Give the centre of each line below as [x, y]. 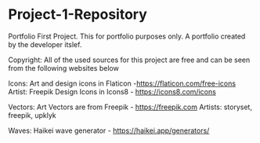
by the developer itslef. [45, 44]
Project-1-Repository [78, 15]
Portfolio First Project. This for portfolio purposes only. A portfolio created [127, 36]
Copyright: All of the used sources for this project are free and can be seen [129, 60]
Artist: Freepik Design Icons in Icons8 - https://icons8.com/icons [112, 91]
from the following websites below [63, 68]
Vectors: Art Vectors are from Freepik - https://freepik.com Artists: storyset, [130, 107]
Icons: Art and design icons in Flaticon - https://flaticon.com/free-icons [122, 83]
